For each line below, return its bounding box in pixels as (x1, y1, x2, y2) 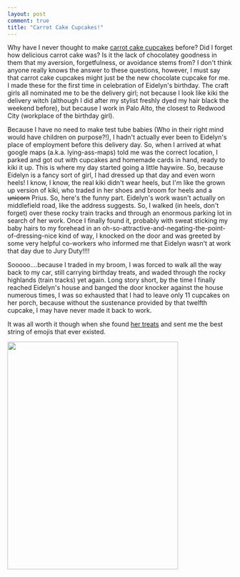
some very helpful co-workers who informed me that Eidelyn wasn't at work (7, 239, 231, 248)
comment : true (7, 17, 50, 24)
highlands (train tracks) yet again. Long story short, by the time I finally (7, 276, 216, 284)
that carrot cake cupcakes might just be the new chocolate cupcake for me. (7, 74, 230, 82)
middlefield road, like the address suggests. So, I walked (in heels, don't (7, 201, 219, 210)
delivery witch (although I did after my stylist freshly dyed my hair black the (7, 96, 229, 105)
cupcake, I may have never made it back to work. (7, 306, 152, 315)
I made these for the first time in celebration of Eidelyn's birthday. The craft (7, 81, 229, 90)
